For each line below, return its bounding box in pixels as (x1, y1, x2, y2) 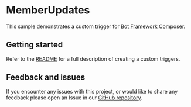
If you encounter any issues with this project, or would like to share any (6, 88, 178, 95)
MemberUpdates (6, 4, 90, 17)
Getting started (6, 40, 63, 50)
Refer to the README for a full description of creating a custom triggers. (6, 55, 180, 62)
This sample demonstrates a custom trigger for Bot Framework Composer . (6, 23, 186, 30)
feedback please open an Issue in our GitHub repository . (6, 94, 142, 101)
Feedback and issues (6, 73, 86, 82)
